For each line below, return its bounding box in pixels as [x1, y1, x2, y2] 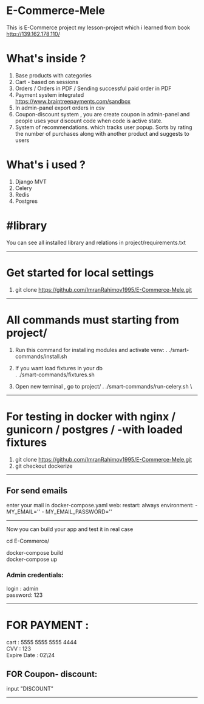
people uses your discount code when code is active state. [15, 117, 163, 124]
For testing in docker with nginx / [6, 409, 176, 423]
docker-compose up [6, 555, 58, 563]
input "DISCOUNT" [6, 685, 53, 692]
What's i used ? [6, 158, 86, 172]
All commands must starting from [6, 313, 180, 326]
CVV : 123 [6, 645, 32, 652]
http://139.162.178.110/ [6, 30, 61, 37]
